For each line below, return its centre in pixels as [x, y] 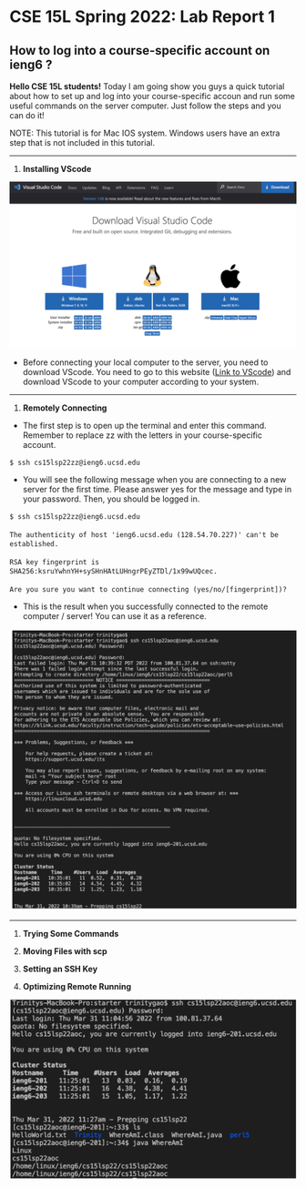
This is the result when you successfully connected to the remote [145, 606]
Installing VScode [57, 169]
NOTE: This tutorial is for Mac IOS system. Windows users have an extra [145, 133]
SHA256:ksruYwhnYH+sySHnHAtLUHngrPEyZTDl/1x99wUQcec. [114, 571]
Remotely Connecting [65, 408]
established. [34, 543]
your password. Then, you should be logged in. [111, 499]
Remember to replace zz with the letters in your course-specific [142, 435]
